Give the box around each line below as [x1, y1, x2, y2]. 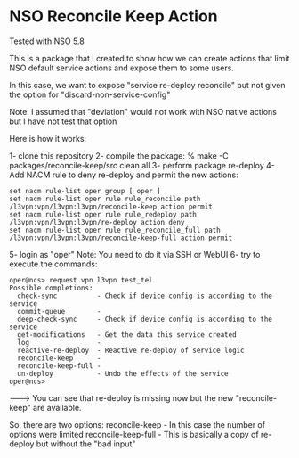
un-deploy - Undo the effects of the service [17, 369, 229, 378]
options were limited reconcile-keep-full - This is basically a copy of [9, 429, 260, 439]
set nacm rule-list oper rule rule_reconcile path [9, 194, 201, 203]
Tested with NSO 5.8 [9, 36, 85, 46]
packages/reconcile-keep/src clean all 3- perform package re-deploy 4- [9, 159, 276, 170]
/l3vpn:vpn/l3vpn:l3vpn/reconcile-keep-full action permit [9, 233, 233, 242]
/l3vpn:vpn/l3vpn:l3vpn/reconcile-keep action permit [9, 202, 214, 211]
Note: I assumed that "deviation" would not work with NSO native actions [9, 106, 278, 117]
